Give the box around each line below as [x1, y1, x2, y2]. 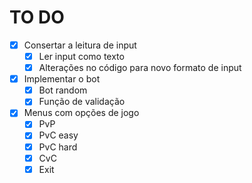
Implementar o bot [23, 73, 101, 85]
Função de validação [38, 96, 126, 108]
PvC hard [38, 141, 78, 153]
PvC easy [38, 129, 79, 141]
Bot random [38, 84, 88, 96]
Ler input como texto [38, 51, 125, 62]
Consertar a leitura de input [23, 39, 137, 51]
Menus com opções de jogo [23, 107, 140, 119]
